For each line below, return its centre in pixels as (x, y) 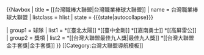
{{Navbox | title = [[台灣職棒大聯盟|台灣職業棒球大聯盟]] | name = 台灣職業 (100, 9)
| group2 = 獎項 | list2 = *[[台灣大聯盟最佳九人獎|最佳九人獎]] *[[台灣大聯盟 (100, 38)
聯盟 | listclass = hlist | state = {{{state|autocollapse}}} (85, 17)
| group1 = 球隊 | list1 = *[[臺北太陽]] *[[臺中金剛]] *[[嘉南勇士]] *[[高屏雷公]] (101, 30)
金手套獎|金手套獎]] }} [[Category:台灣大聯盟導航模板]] (75, 46)
